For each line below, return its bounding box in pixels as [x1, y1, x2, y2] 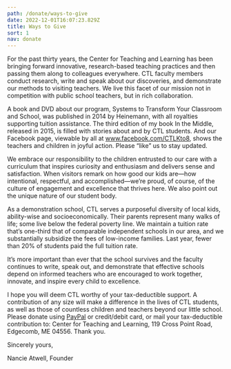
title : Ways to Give [7, 23, 67, 30]
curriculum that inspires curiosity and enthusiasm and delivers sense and [7, 162, 215, 171]
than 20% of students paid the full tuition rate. [7, 242, 138, 250]
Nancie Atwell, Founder [7, 354, 74, 363]
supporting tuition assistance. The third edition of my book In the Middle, [7, 120, 214, 128]
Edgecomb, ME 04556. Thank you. [7, 328, 106, 336]
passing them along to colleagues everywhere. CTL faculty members [7, 70, 203, 78]
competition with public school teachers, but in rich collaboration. [7, 91, 193, 100]
